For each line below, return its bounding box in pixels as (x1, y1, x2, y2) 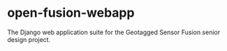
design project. (7, 35, 51, 43)
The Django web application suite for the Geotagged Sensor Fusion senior (7, 28, 221, 36)
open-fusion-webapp (7, 5, 135, 21)
